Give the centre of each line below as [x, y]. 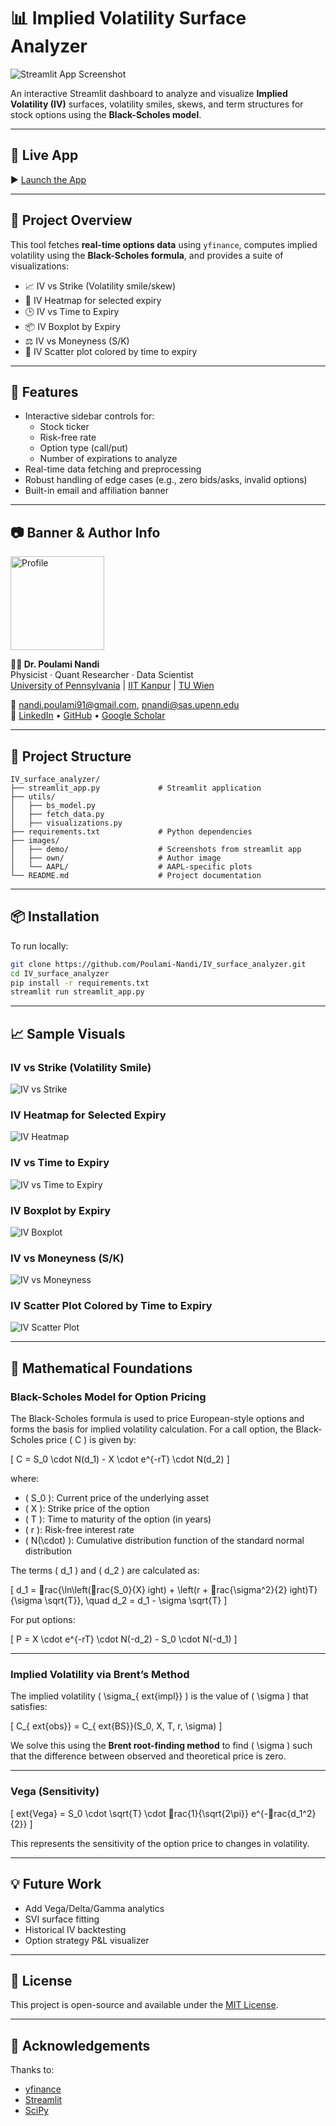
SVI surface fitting [62, 1919]
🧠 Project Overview [71, 220]
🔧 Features [44, 391]
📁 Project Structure [71, 756]
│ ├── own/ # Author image [116, 858]
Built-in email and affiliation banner [97, 491]
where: [25, 1479]
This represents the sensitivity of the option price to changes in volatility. [160, 1843]
